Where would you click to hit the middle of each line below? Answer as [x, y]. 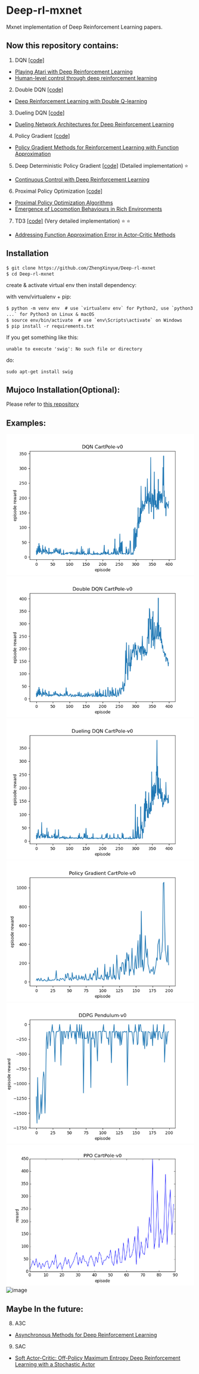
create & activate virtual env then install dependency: [71, 285]
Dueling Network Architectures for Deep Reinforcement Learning [94, 124]
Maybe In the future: [45, 1309]
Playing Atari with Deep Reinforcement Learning [74, 72]
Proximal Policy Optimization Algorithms [64, 202]
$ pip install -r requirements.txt [50, 326]
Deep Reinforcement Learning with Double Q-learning [81, 101]
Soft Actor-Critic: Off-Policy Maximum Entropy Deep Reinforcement [97, 1358]
